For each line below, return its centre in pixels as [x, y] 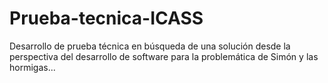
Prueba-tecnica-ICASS [106, 18]
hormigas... [32, 67]
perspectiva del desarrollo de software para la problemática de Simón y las [164, 56]
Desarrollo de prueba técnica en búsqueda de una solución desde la [150, 46]
